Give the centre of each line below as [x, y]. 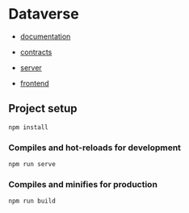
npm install [28, 127]
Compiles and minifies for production [83, 184]
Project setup [43, 109]
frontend [35, 83]
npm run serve [32, 165]
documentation [45, 36]
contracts [36, 52]
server [31, 67]
